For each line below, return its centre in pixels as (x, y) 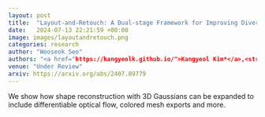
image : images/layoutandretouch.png (68, 37)
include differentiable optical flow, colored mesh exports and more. (117, 104)
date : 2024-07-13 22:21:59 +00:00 (68, 30)
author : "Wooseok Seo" (45, 52)
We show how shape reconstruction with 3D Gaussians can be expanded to (131, 96)
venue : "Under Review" (45, 67)
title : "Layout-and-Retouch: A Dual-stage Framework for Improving (123, 23)
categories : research (44, 45)
